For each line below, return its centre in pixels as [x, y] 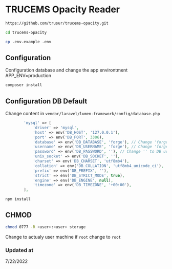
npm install [18, 199]
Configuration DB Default [46, 101]
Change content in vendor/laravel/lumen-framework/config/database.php [83, 114]
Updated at [19, 250]
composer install [24, 85]
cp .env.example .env [28, 42]
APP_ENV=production [28, 76]
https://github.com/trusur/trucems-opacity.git [57, 23]
